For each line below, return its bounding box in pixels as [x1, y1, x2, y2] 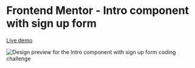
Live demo [6, 36, 33, 44]
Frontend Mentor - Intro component [6, 4, 190, 18]
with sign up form [6, 16, 97, 30]
